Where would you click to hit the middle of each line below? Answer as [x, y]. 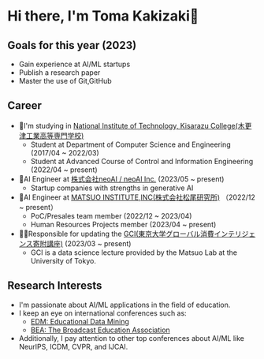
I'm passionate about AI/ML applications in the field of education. [125, 305]
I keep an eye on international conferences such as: [102, 313]
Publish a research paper [59, 73]
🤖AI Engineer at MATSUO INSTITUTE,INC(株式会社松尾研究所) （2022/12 [137, 197]
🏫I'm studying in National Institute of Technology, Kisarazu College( [128, 125]
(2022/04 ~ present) [64, 170]
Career [25, 106]
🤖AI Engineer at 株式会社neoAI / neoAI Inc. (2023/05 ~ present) [121, 179]
